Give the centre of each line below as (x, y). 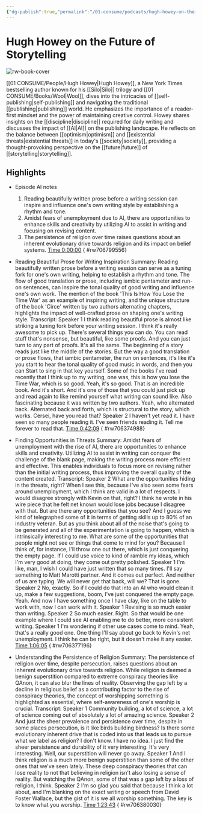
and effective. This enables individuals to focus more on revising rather (103, 466)
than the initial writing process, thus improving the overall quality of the (103, 472)
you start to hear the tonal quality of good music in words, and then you (103, 364)
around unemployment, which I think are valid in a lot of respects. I (97, 492)
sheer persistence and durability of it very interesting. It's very (92, 747)
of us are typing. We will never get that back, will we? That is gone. (98, 582)
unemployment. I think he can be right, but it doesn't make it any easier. (103, 639)
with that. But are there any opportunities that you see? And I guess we (103, 511)
